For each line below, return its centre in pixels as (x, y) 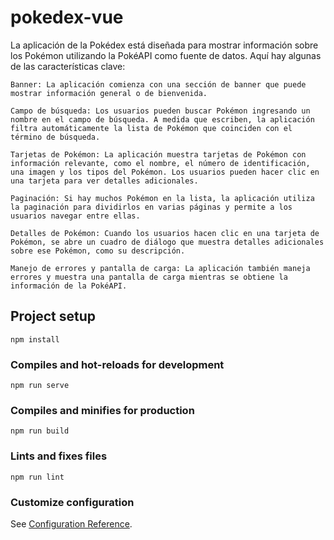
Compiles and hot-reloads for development (117, 364)
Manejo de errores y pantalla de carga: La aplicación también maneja (160, 268)
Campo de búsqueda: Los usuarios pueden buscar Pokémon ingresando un (160, 111)
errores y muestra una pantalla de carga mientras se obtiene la (149, 277)
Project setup (53, 316)
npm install (35, 339)
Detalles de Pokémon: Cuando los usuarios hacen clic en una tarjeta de (165, 233)
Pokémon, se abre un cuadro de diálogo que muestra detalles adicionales (167, 242)
